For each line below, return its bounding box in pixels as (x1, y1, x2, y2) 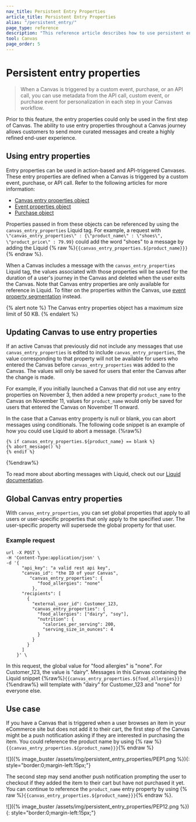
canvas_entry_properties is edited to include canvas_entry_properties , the (6, 349, 185, 356)
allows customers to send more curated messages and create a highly (6, 128, 175, 135)
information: (6, 185, 36, 192)
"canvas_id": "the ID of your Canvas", (21, 570, 118, 576)
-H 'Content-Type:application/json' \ (6, 555, 100, 561)
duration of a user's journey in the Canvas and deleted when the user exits (6, 274, 185, 281)
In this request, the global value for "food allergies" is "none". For (6, 662, 163, 669)
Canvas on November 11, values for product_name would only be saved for (6, 398, 183, 405)
